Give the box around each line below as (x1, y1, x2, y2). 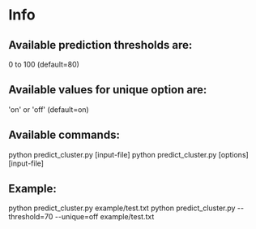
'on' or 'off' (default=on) (8, 104, 89, 114)
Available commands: (8, 128, 120, 142)
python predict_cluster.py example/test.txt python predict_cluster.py (8, 203, 236, 213)
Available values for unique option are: (8, 83, 207, 97)
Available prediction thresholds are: (8, 38, 193, 52)
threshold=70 (8, 212, 53, 222)
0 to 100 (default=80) (8, 59, 79, 69)
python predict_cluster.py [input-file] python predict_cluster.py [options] (8, 149, 249, 159)
